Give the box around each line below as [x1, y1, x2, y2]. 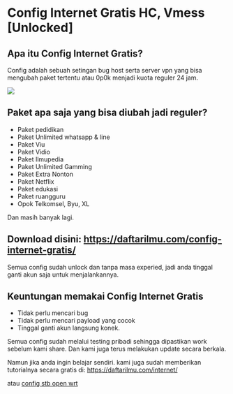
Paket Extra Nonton [17, 170, 73, 178]
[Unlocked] [7, 20, 73, 36]
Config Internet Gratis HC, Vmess [7, 5, 205, 21]
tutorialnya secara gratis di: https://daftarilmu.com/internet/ [7, 365, 178, 374]
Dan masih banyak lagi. [7, 213, 75, 221]
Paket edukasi [17, 184, 58, 193]
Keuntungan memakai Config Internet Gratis [7, 291, 204, 302]
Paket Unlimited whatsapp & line [17, 133, 110, 141]
